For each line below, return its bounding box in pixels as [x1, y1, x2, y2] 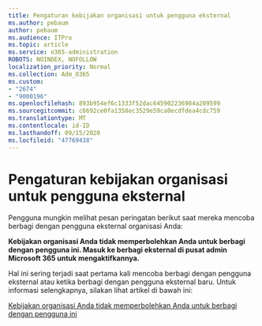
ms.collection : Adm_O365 [8, 70, 90, 78]
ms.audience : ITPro [8, 33, 73, 42]
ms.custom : [8, 77, 44, 85]
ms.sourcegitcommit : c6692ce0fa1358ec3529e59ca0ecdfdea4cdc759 [8, 107, 221, 115]
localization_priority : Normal [8, 63, 111, 71]
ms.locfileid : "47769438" [8, 136, 93, 144]
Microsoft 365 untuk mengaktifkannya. [8, 253, 140, 263]
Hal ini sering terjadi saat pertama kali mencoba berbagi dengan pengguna [8, 269, 252, 279]
